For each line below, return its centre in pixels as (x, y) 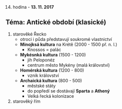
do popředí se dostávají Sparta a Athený (68, 91)
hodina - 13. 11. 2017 (33, 7)
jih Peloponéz (41, 60)
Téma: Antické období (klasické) (56, 22)
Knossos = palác (44, 49)
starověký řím (26, 101)
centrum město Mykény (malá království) (69, 65)
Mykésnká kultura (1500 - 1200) (53, 54)
